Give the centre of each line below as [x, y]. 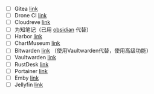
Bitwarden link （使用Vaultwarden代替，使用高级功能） [83, 51]
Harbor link [28, 37]
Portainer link [31, 71]
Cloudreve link [32, 22]
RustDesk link [31, 64]
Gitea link [26, 9]
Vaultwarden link [35, 57]
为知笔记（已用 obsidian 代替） [53, 30]
